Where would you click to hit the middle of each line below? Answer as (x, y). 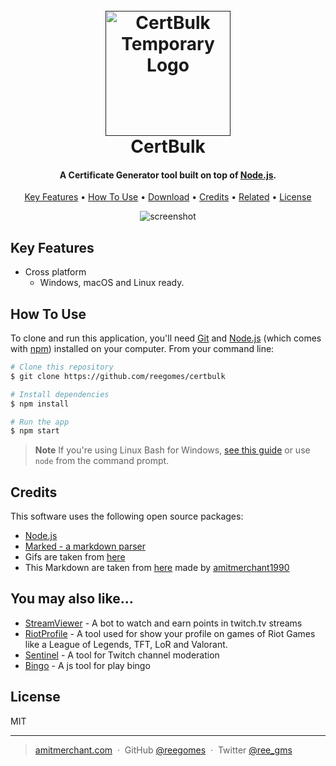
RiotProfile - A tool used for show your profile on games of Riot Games (170, 633)
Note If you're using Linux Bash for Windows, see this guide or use (172, 450)
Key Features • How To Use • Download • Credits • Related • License (168, 197)
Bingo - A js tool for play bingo (87, 665)
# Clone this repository (62, 367)
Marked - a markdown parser (85, 546)
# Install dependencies (60, 394)
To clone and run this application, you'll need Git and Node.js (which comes (166, 338)
